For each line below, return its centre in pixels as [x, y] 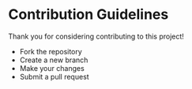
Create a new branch [54, 60]
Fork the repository [51, 51]
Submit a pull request [54, 76]
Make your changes [52, 68]
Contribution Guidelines [88, 15]
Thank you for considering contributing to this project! [96, 36]
